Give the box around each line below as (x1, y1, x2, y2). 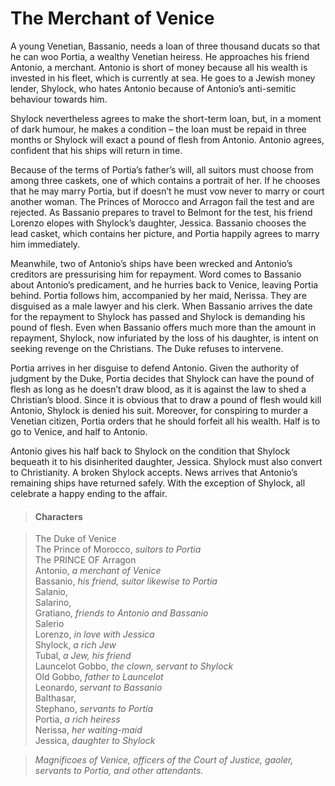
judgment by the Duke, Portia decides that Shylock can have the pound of (10, 372, 315, 384)
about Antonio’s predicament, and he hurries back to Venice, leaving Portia (10, 278, 319, 291)
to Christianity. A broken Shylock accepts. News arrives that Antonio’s (10, 466, 298, 478)
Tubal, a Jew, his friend (34, 650, 132, 662)
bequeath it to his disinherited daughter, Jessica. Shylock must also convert (10, 455, 323, 467)
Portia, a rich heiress (34, 713, 121, 726)
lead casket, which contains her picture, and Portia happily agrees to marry (10, 227, 320, 239)
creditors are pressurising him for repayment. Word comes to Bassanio (10, 268, 302, 280)
